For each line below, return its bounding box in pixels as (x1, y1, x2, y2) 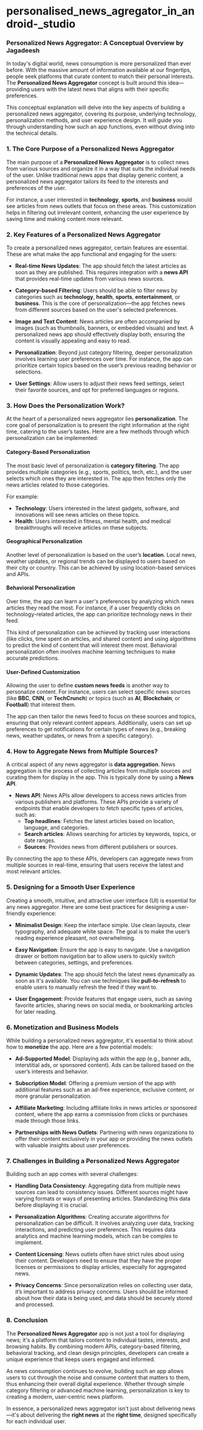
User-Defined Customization (6, 668, 80, 675)
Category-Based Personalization (6, 448, 91, 455)
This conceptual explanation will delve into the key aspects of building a (6, 104, 185, 111)
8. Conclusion (6, 1316, 48, 1325)
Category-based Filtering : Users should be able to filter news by (14, 287, 178, 294)
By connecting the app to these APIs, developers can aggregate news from (6, 855, 193, 862)
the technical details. (6, 130, 59, 137)
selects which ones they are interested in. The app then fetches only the (6, 474, 186, 482)
